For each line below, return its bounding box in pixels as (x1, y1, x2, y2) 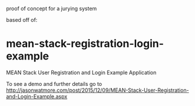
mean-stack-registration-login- (6, 37, 164, 51)
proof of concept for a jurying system (6, 5, 97, 12)
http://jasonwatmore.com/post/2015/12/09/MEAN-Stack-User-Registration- (6, 87, 190, 94)
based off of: (6, 16, 38, 23)
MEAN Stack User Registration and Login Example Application (6, 69, 157, 76)
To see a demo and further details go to (6, 80, 102, 87)
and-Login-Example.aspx (6, 92, 68, 100)
